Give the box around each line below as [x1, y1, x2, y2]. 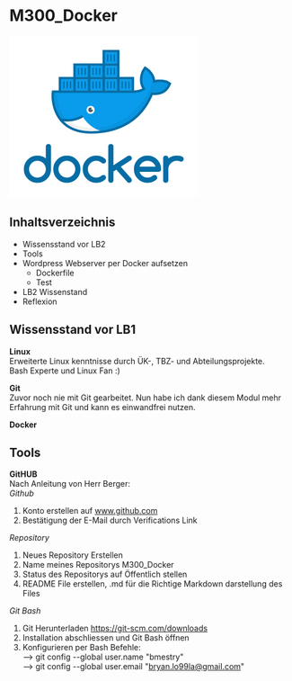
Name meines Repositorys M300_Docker [22, 560, 174, 570]
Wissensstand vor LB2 [22, 238, 106, 249]
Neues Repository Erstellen [22, 550, 124, 560]
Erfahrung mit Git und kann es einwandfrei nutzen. [9, 401, 196, 412]
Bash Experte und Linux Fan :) [9, 365, 121, 376]
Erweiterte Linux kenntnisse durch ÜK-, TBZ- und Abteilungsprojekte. [9, 355, 265, 366]
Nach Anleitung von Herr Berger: [9, 479, 131, 489]
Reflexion [22, 296, 58, 307]
